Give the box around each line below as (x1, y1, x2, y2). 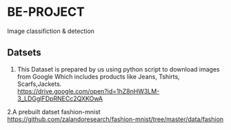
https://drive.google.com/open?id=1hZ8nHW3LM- (17, 87, 160, 95)
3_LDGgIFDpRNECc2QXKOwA (17, 94, 103, 102)
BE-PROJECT (7, 4, 85, 20)
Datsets (7, 47, 41, 58)
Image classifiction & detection (7, 27, 95, 35)
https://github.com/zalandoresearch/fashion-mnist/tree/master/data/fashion (7, 115, 224, 123)
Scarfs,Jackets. (17, 80, 62, 88)
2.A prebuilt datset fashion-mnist (7, 107, 101, 116)
